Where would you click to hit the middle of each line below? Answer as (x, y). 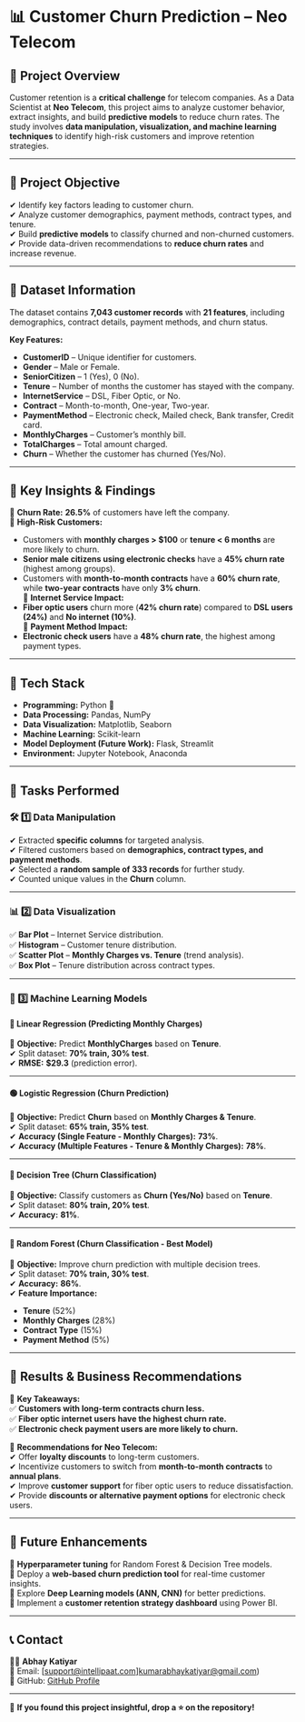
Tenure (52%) (49, 1310)
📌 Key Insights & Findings (83, 491)
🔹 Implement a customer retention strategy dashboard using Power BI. (144, 1602)
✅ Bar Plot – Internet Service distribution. (86, 935)
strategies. (30, 146)
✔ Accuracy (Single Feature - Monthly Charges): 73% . (114, 1136)
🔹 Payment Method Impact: (75, 626)
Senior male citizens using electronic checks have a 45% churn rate (153, 559)
